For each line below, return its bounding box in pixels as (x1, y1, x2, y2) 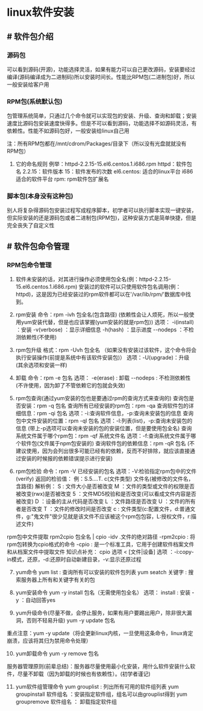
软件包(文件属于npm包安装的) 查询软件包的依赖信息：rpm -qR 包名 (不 (20, 440, 195, 447)
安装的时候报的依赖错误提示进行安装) (20, 455, 113, 462)
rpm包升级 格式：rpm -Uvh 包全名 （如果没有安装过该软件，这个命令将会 (15, 346, 197, 354)
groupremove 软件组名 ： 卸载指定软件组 (15, 698, 117, 706)
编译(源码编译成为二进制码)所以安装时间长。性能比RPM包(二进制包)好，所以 (7, 73, 195, 80)
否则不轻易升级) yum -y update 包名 (26, 617, 116, 624)
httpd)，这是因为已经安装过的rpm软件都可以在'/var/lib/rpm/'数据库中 (15, 290, 186, 298)
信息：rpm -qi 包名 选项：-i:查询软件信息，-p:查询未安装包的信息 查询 (20, 410, 194, 417)
